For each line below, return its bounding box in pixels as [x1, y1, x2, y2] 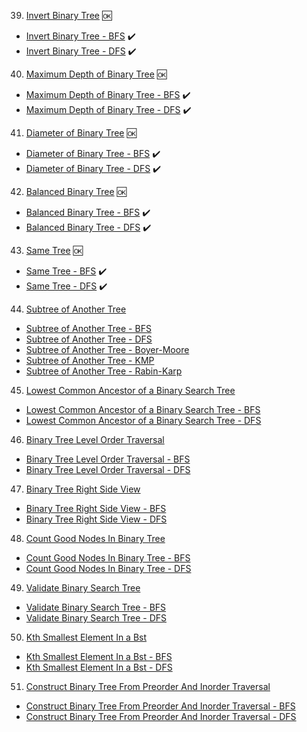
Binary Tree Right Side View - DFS [25, 513, 168, 525]
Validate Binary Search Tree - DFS [25, 612, 168, 624]
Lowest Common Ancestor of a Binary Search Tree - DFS [25, 415, 262, 426]
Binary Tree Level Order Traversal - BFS [25, 453, 191, 465]
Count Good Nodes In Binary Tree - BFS [25, 552, 191, 564]
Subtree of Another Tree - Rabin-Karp [25, 365, 183, 377]
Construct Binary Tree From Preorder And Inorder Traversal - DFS [25, 711, 297, 722]
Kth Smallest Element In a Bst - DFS [25, 661, 173, 673]
